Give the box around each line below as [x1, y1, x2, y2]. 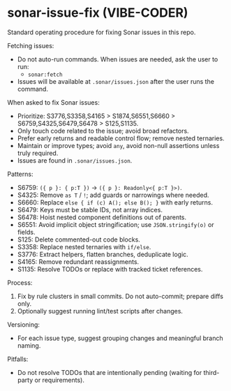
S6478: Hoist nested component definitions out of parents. [17, 213, 187, 221]
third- [203, 368, 220, 376]
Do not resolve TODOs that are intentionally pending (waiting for [17, 368, 202, 376]
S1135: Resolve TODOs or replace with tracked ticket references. [17, 265, 203, 273]
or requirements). [34, 376, 85, 384]
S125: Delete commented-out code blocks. [17, 235, 141, 244]
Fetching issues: [7, 41, 54, 50]
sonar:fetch [27, 71, 63, 78]
